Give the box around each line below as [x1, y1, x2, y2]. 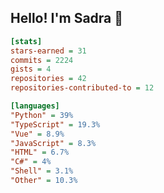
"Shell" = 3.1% [10, 166, 74, 176]
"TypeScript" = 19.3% [10, 119, 101, 130]
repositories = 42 [10, 74, 87, 84]
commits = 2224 [10, 55, 74, 65]
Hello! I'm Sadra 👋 [10, 10, 124, 27]
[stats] [10, 36, 43, 46]
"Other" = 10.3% [10, 176, 78, 186]
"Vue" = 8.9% [10, 129, 65, 139]
